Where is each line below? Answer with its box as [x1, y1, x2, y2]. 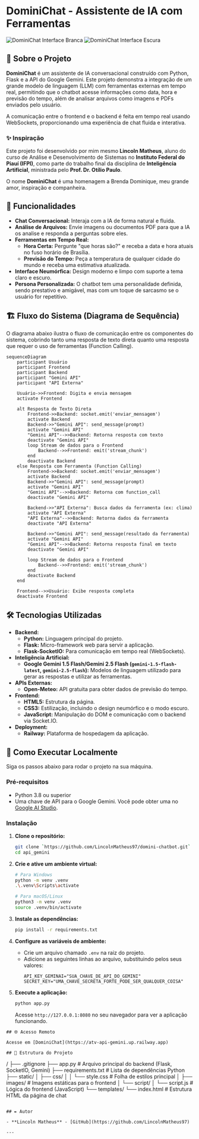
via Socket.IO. [23, 717, 58, 724]
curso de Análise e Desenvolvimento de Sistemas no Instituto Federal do [6, 153, 185, 161]
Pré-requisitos [6, 778, 49, 786]
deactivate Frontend [17, 593, 68, 599]
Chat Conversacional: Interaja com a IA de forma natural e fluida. [14, 217, 176, 224]
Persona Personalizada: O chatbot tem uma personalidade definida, [14, 280, 183, 287]
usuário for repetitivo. [14, 293, 68, 300]
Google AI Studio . [14, 804, 58, 811]
